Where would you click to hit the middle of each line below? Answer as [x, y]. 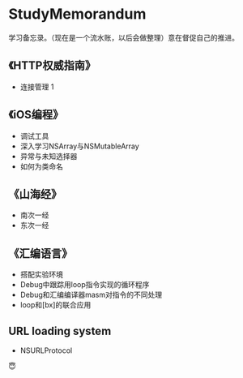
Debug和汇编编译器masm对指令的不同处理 [91, 295]
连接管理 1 [37, 87]
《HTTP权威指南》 [52, 66]
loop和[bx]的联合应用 [55, 305]
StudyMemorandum [77, 14]
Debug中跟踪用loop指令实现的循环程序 [85, 285]
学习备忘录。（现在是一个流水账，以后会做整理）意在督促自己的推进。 [124, 37]
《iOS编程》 [36, 115]
